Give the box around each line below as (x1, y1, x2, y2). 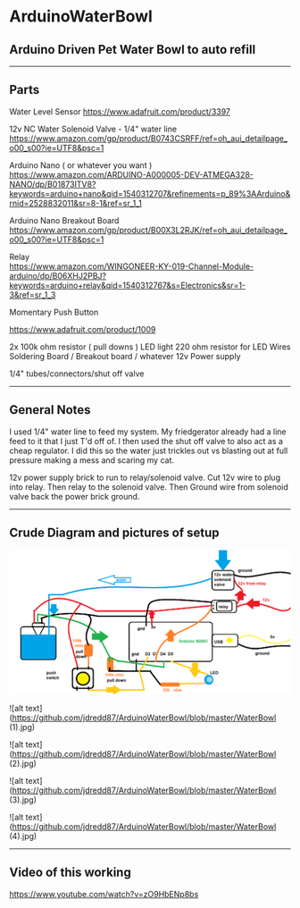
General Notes (9, 402, 91, 417)
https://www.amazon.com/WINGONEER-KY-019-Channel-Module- (9, 261, 254, 272)
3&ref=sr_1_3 (9, 289, 56, 300)
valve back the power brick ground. (9, 491, 140, 501)
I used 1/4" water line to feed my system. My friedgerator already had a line (9, 426, 287, 437)
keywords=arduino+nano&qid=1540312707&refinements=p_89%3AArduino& (9, 188, 291, 198)
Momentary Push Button (9, 307, 99, 317)
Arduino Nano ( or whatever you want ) (9, 159, 153, 171)
